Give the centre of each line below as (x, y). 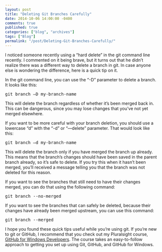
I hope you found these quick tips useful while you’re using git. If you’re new (81, 229)
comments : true (20, 23)
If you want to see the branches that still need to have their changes (73, 182)
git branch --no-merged (33, 196)
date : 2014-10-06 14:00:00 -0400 (39, 18)
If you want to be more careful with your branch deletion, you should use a (79, 123)
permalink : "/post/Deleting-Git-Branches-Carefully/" (60, 41)
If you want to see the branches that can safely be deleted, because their (78, 205)
